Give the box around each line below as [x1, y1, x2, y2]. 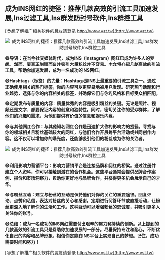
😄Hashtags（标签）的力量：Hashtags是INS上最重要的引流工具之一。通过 [5, 78, 156, 84]
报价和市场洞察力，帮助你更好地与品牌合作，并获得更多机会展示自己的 [13, 175, 156, 181]
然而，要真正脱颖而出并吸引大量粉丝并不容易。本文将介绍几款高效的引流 [13, 61, 160, 67]
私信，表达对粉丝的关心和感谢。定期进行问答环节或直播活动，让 [26, 197, 156, 203]
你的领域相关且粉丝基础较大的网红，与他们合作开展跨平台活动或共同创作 [5, 130, 151, 135]
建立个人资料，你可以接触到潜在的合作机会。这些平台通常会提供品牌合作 [5, 169, 151, 175]
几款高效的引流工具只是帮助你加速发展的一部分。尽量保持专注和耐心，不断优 [5, 227, 160, 232]
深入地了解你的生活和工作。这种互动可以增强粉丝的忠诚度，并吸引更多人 [13, 204, 160, 210]
